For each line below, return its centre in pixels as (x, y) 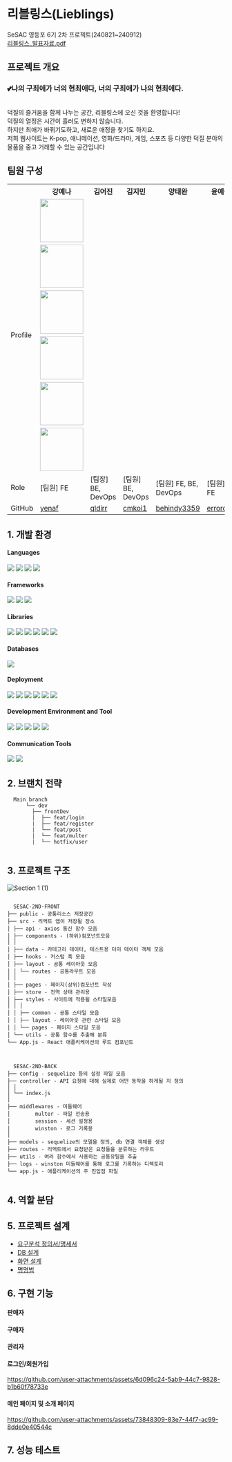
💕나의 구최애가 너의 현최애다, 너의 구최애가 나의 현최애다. (96, 88)
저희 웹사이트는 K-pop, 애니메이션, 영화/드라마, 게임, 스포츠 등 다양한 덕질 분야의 (115, 138)
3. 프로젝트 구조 (39, 871)
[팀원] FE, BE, (177, 484)
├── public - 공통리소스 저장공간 (50, 914)
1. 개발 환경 (29, 534)
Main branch (31, 800)
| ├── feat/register (63, 824)
